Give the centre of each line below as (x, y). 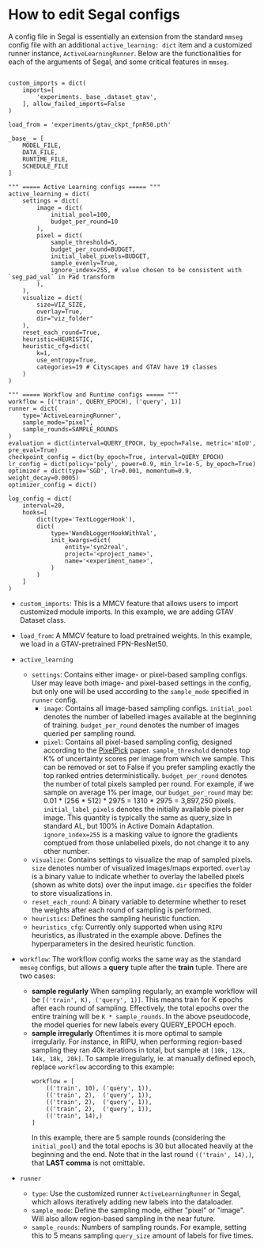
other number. (66, 851)
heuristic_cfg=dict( (56, 346)
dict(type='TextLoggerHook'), (86, 519)
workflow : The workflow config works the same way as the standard (130, 958)
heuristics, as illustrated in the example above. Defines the (126, 935)
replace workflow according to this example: (103, 1067)
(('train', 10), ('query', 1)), (99, 1088)
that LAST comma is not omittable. (88, 1163)
